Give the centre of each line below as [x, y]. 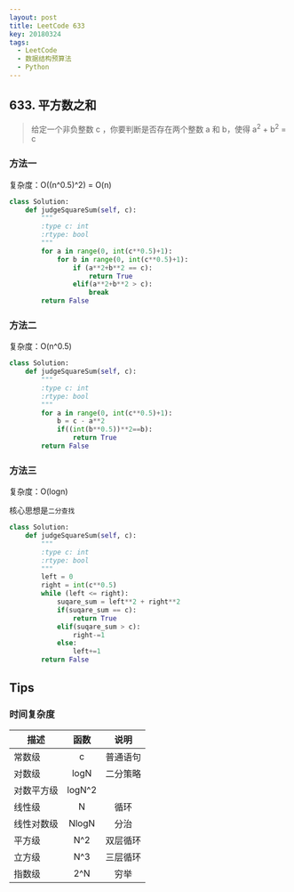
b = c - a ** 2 [80, 421]
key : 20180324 [36, 34]
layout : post [33, 17]
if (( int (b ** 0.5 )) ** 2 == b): [104, 430]
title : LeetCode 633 [48, 26]
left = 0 [57, 577]
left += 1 [87, 652]
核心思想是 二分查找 [42, 511]
